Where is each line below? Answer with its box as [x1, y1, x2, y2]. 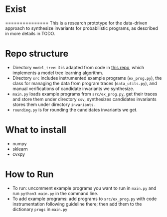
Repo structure [5, 48, 69, 59]
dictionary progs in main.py [12, 206, 68, 212]
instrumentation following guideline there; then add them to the [12, 201, 142, 207]
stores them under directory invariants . [12, 101, 95, 108]
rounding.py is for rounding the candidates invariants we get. [12, 107, 138, 112]
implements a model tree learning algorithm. [12, 70, 104, 76]
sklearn [12, 146, 28, 152]
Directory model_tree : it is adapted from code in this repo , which [12, 64, 145, 70]
